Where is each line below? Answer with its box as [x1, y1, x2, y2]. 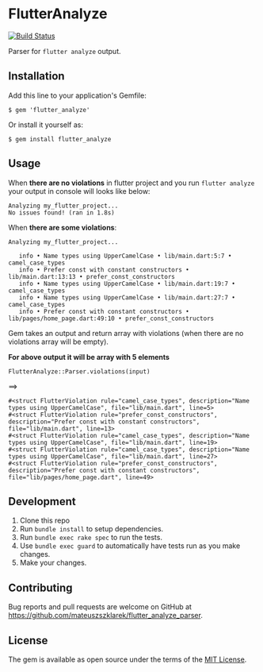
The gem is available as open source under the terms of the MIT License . [8, 655, 247, 664]
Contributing [8, 581, 73, 594]
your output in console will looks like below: [8, 186, 151, 195]
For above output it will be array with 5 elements [8, 352, 170, 361]
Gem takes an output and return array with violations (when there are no [8, 328, 244, 338]
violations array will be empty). [8, 337, 109, 346]
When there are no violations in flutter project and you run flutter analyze [8, 178, 255, 187]
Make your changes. [19, 558, 87, 568]
